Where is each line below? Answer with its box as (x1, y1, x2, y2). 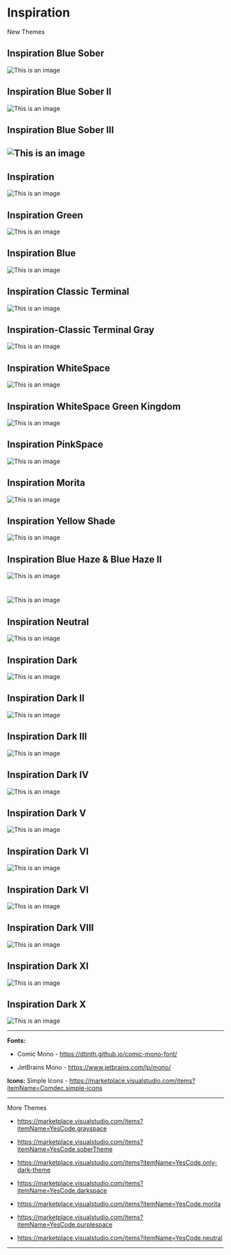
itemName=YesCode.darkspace (16, 1187, 107, 1195)
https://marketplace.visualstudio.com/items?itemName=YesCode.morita (16, 1200, 221, 1208)
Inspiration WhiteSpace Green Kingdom (7, 400, 181, 412)
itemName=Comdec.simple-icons (7, 1084, 103, 1092)
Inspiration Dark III (7, 731, 87, 742)
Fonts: (7, 1037, 26, 1045)
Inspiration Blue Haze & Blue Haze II (7, 553, 162, 565)
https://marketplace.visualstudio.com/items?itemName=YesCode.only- (16, 1159, 218, 1167)
